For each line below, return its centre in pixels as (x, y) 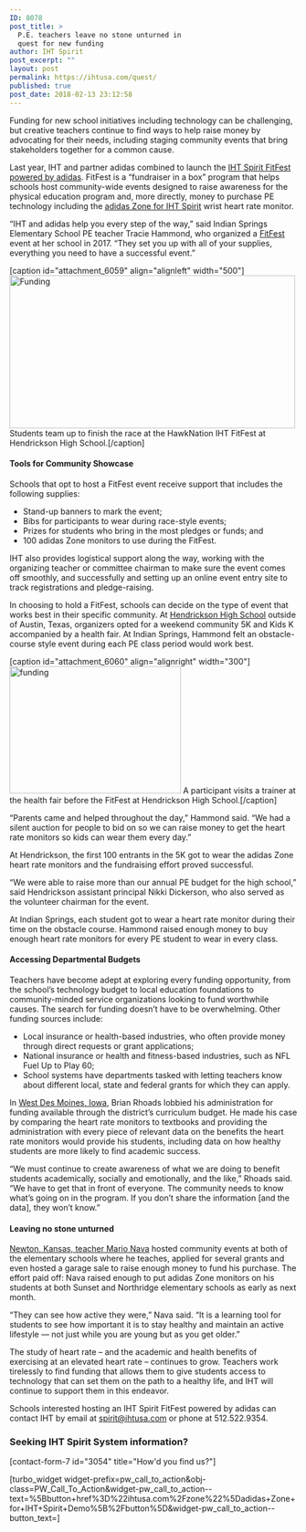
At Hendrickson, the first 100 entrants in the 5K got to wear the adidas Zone (152, 855)
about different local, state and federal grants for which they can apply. (156, 1085)
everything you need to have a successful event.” (103, 253)
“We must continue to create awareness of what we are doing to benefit (145, 1169)
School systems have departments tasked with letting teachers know (153, 1075)
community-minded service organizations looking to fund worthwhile (139, 999)
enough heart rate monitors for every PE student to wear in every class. (144, 939)
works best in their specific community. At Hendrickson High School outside (153, 614)
